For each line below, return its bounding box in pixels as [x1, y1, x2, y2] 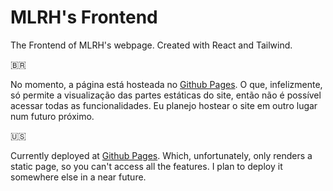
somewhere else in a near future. [10, 171, 147, 183]
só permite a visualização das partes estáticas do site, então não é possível [10, 89, 322, 101]
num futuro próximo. [10, 110, 95, 122]
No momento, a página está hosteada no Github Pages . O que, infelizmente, [10, 78, 323, 90]
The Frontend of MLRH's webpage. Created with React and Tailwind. [10, 39, 293, 51]
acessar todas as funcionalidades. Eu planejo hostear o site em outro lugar [10, 99, 318, 111]
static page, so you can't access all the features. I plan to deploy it [10, 160, 283, 172]
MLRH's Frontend [10, 6, 158, 29]
